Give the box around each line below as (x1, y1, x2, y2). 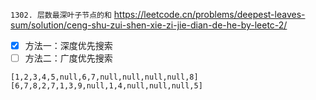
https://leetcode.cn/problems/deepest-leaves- (113, 9, 306, 20)
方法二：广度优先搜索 (24, 52, 113, 64)
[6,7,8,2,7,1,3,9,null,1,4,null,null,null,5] (10, 81, 203, 91)
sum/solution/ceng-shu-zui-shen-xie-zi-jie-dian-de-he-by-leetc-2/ (10, 19, 288, 31)
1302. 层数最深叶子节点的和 (10, 10, 112, 20)
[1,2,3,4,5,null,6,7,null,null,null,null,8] (10, 72, 199, 83)
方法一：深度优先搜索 (24, 40, 113, 51)
